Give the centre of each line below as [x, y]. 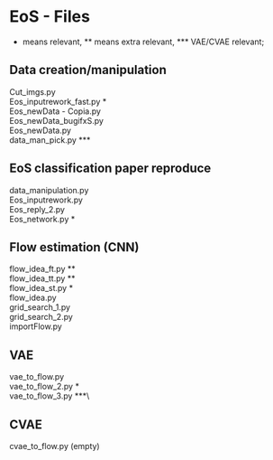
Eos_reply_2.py [37, 209]
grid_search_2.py [41, 317]
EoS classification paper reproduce [110, 169]
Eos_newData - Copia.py [55, 111]
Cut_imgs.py [32, 91]
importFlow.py [36, 326]
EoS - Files [50, 17]
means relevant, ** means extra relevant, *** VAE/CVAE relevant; [143, 42]
